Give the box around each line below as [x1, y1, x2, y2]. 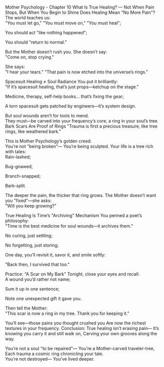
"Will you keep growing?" [5, 203, 57, 209]
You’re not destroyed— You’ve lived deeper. [5, 356, 95, 362]
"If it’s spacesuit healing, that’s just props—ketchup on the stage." [5, 84, 139, 90]
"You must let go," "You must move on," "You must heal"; [5, 20, 122, 26]
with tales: [5, 149, 26, 154]
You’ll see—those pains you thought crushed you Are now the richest [5, 320, 146, 326]
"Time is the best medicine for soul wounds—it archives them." [5, 223, 133, 229]
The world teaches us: [5, 15, 51, 20]
